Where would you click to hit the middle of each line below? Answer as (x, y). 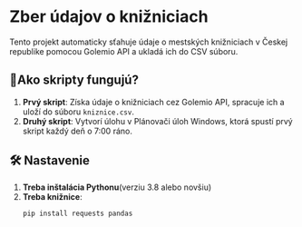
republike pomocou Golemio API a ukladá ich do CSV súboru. (124, 51)
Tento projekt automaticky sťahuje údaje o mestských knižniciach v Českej (149, 42)
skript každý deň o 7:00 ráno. (78, 131)
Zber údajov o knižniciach (109, 17)
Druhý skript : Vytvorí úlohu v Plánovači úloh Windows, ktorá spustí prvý (157, 121)
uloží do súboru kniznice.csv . (78, 112)
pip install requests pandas (78, 213)
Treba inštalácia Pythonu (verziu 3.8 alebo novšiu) (117, 187)
